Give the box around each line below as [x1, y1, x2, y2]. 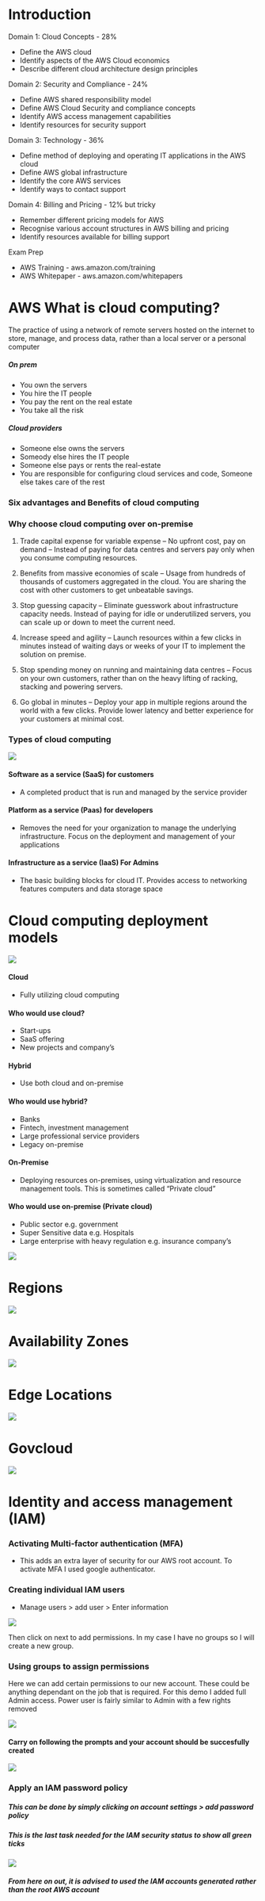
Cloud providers [8, 423, 62, 433]
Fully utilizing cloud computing [19, 990, 120, 1000]
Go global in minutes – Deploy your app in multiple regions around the [19, 698, 248, 707]
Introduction [8, 6, 92, 24]
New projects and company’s [19, 1042, 115, 1052]
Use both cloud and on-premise [19, 1078, 124, 1088]
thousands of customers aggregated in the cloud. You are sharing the [19, 577, 247, 587]
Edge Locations [8, 1386, 112, 1404]
